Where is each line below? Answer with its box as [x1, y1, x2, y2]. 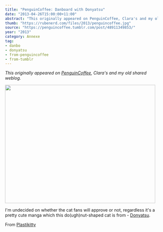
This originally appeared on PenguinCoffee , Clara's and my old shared [5, 70, 147, 76]
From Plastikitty [5, 222, 36, 228]
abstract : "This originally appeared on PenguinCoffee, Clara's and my [5, 16, 153, 21]
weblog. [5, 75, 21, 81]
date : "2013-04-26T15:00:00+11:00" [5, 12, 77, 17]
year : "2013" [5, 30, 32, 34]
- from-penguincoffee [5, 52, 49, 57]
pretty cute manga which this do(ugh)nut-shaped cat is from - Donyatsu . [5, 212, 150, 218]
